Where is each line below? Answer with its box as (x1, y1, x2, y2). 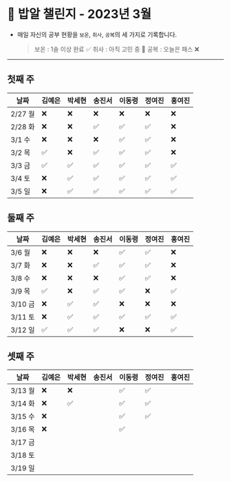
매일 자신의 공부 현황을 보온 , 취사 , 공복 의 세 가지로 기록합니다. (16, 30, 177, 39)
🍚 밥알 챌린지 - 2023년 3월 (7, 6, 152, 22)
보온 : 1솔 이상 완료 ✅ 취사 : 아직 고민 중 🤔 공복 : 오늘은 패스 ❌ (34, 45, 199, 53)
